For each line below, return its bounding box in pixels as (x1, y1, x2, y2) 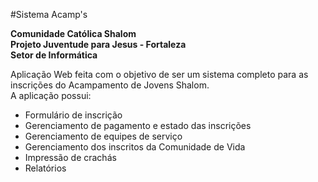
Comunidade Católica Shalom (10, 28, 137, 39)
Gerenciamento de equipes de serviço (24, 130, 183, 142)
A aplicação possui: (10, 90, 92, 101)
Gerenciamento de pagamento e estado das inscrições (24, 120, 252, 131)
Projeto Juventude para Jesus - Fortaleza (10, 39, 187, 50)
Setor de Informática (10, 49, 98, 61)
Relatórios (24, 162, 67, 174)
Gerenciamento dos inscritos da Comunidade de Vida (24, 141, 246, 153)
